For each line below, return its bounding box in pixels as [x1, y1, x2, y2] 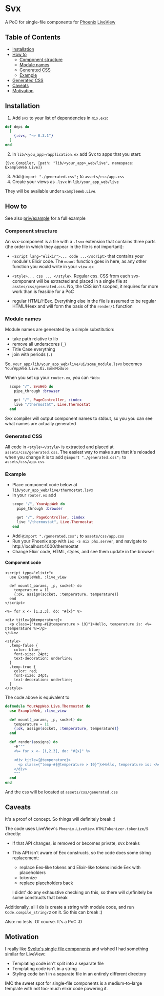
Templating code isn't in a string [12, 965, 77, 972]
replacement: [12, 855, 39, 861]
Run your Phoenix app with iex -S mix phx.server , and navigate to [12, 538, 147, 544]
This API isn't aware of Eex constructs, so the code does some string [12, 850, 151, 855]
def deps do [5, 124, 29, 129]
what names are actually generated [5, 420, 76, 426]
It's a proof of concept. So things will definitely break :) [5, 816, 116, 822]
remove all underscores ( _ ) [12, 341, 66, 347]
